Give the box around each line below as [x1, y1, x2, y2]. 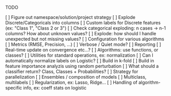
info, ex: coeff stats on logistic [23, 85, 87, 91]
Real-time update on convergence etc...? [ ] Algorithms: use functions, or [5, 47, 159, 53]
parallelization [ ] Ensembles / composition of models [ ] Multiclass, [5, 74, 146, 80]
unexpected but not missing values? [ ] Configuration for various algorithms [5, 36, 164, 42]
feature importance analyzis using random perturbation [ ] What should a [5, 63, 159, 69]
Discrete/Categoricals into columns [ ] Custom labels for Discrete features [5, 20, 161, 26]
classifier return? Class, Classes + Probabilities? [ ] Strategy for [5, 68, 138, 75]
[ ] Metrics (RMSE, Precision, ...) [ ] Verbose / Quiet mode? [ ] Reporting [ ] [5, 41, 161, 47]
